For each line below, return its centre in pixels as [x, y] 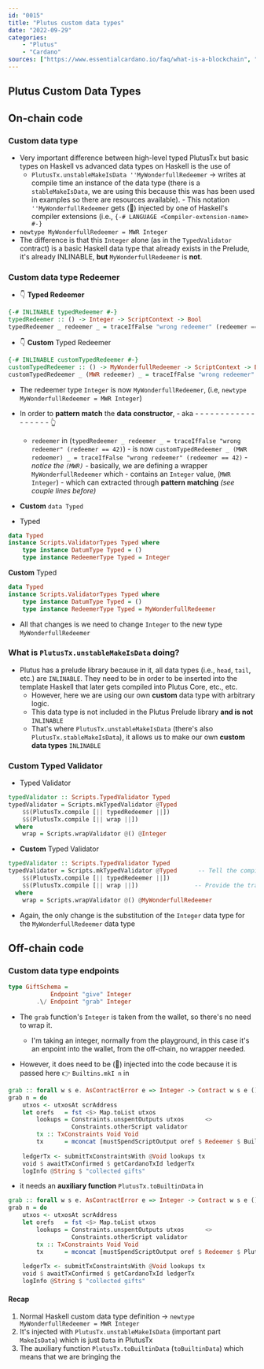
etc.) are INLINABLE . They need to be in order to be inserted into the [128, 678]
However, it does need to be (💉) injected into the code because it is [128, 1064]
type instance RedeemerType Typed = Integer [96, 558]
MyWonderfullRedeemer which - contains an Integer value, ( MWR [131, 474]
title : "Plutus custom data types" [66, 23]
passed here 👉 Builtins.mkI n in [74, 1073]
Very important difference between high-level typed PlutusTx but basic [134, 158]
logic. [40, 703]
